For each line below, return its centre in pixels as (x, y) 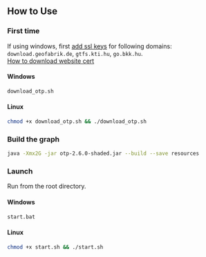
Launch (20, 171)
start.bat (21, 217)
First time (24, 31)
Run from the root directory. (47, 187)
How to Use (32, 11)
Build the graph (34, 139)
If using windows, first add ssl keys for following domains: (90, 46)
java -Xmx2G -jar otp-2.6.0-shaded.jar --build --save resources (103, 154)
